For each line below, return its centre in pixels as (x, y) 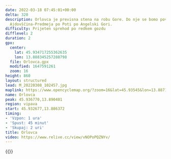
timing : (13, 114)
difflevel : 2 (19, 33)
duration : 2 (18, 38)
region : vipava (21, 104)
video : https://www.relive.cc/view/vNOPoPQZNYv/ (58, 137)
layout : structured (26, 81)
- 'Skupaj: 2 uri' (25, 128)
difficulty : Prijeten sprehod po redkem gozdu (55, 29)
